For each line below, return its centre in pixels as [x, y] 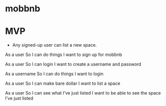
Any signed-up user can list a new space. [55, 45]
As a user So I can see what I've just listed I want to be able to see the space [83, 93]
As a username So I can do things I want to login [54, 74]
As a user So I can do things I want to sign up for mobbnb [64, 54]
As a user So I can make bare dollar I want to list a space [63, 83]
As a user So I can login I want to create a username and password [73, 64]
